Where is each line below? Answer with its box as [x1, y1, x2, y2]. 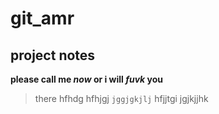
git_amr [10, 7, 75, 30]
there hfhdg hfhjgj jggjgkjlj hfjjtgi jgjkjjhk [34, 93, 209, 104]
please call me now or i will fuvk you [10, 73, 164, 85]
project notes [10, 47, 96, 64]
